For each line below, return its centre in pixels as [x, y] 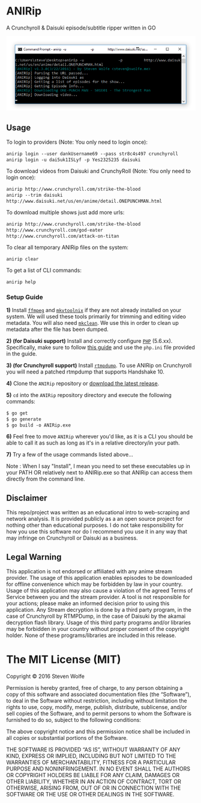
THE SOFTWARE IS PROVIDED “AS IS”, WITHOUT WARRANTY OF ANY [93, 749]
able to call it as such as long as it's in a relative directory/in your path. [93, 443]
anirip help [21, 282]
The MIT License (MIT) [64, 660]
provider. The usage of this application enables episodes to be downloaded [99, 577]
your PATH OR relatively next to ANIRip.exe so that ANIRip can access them [99, 473]
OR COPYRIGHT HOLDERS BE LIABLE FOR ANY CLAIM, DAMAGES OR [93, 775]
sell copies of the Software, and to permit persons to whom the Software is [99, 713]
